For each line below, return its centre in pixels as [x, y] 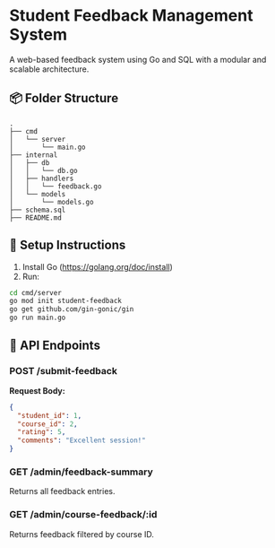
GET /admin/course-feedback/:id [83, 515]
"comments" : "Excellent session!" [82, 440]
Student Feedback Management [131, 16]
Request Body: [37, 390]
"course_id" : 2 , [47, 424]
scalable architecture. [49, 69]
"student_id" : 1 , [50, 415]
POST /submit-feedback [64, 371]
